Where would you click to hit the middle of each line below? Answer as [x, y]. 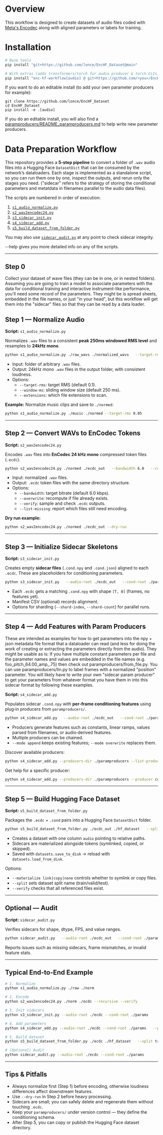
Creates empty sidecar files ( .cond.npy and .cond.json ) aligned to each [77, 568]
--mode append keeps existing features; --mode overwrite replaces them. [84, 743]
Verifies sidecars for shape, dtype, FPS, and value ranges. [63, 929]
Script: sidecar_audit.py [30, 920]
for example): [18, 92]
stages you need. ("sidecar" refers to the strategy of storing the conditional [80, 183]
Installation [28, 47]
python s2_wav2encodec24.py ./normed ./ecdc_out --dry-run [66, 527]
